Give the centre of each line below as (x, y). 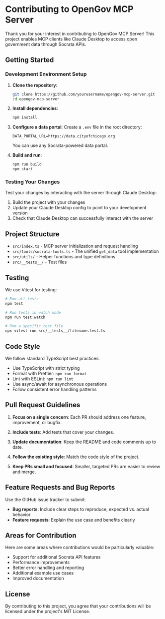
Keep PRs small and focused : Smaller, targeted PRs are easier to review (86, 466)
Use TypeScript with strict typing (46, 368)
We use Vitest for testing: (31, 290)
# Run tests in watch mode (33, 312)
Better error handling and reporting (48, 568)
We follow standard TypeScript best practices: (53, 358)
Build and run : (27, 155)
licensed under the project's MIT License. (48, 612)
